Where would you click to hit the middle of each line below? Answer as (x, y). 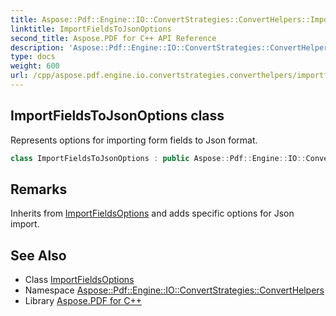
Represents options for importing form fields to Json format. (134, 140)
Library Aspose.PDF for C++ (83, 301)
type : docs (33, 57)
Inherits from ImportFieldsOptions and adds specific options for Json (152, 213)
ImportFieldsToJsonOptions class (117, 116)
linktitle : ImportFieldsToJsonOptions (91, 29)
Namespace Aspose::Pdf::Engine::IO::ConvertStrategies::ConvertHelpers (174, 290)
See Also (38, 255)
